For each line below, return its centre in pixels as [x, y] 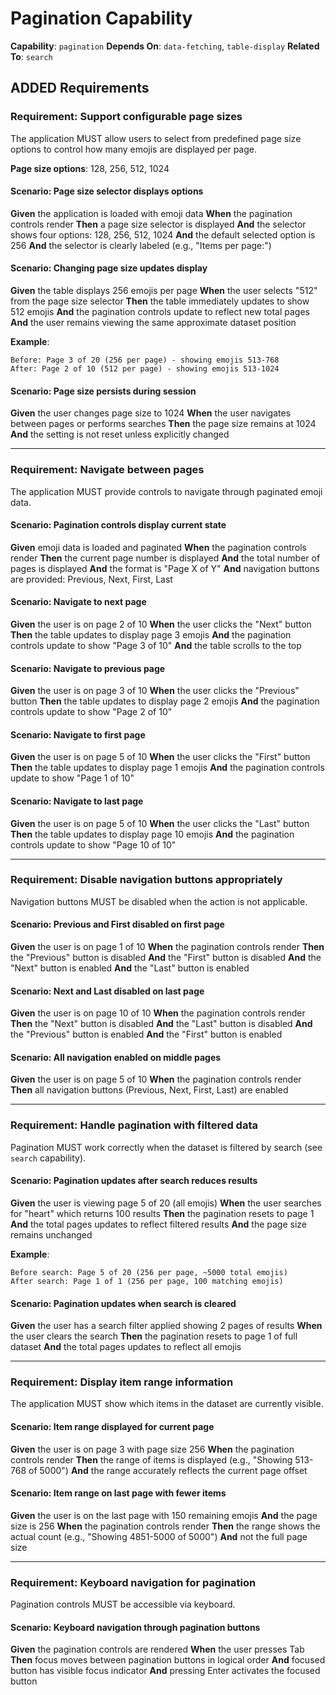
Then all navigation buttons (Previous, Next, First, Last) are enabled [149, 1090]
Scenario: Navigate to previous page [88, 668]
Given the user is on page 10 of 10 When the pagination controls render [158, 1013]
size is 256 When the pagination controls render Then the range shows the [165, 1526]
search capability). [48, 1158]
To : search [31, 56]
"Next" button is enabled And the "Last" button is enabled [130, 968]
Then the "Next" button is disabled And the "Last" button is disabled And [161, 1024]
